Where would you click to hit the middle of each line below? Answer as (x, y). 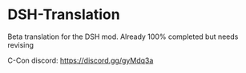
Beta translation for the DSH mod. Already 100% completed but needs (123, 36)
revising (20, 44)
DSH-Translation (64, 15)
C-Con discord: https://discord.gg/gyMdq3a (81, 60)
